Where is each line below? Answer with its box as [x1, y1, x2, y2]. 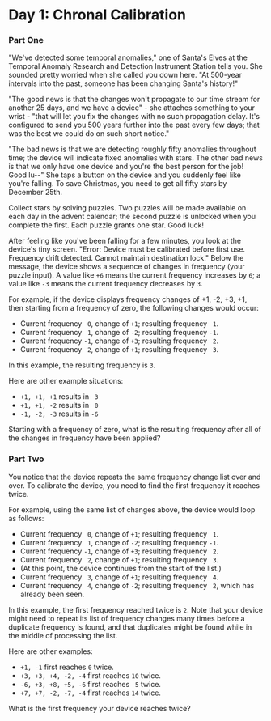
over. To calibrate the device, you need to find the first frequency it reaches [8, 480, 260, 490]
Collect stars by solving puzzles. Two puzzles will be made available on [8, 203, 247, 213]
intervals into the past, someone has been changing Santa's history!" [8, 78, 239, 88]
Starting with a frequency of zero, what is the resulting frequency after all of [8, 425, 261, 435]
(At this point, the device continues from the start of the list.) [19, 563, 222, 573]
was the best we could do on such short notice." [8, 129, 170, 138]
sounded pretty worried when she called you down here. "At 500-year [8, 70, 243, 80]
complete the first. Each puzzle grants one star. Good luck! [8, 220, 205, 230]
